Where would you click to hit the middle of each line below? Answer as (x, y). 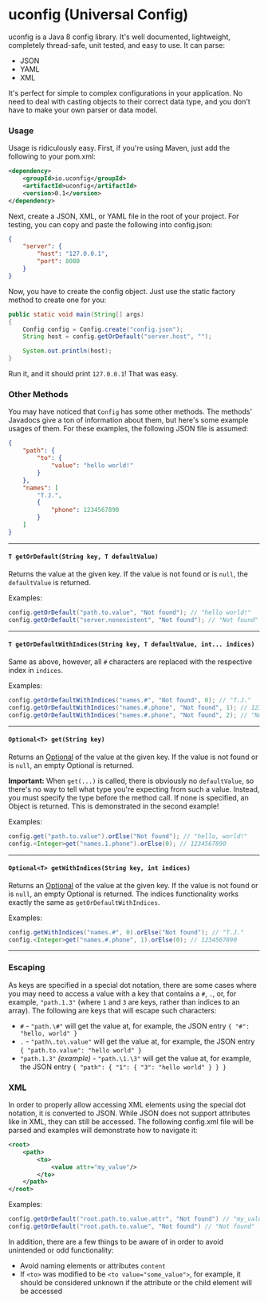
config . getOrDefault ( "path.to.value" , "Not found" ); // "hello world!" (130, 612)
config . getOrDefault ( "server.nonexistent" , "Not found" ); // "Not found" (134, 620)
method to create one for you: (57, 300)
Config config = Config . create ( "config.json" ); (103, 329)
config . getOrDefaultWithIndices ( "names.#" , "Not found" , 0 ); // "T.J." (130, 700)
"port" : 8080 (59, 262)
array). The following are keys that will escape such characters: (112, 1010)
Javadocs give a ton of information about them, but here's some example (128, 420)
